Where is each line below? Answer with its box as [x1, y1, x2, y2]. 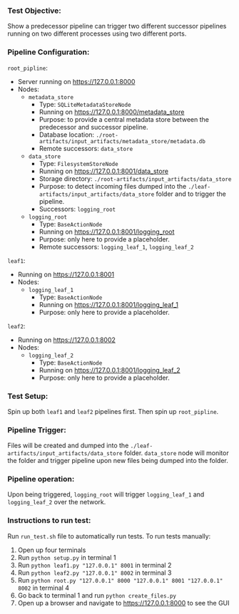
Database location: [39, 130, 95, 139]
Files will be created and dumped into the [7, 441, 129, 450]
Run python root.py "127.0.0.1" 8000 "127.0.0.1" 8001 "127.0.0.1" [17, 576, 223, 584]
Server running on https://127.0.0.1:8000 [17, 77, 136, 85]
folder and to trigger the [156, 189, 226, 198]
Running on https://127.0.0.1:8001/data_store [39, 167, 169, 175]
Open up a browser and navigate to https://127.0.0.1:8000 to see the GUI [17, 598, 230, 607]
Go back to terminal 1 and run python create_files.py [17, 590, 177, 600]
